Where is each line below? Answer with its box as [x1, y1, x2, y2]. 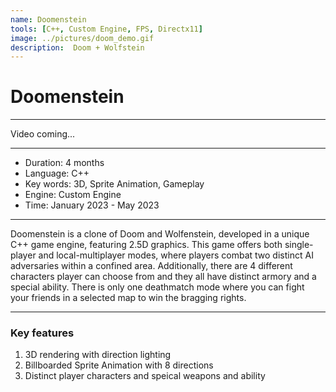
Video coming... [10, 128, 76, 140]
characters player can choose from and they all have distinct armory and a [10, 271, 317, 283]
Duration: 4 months [24, 157, 105, 169]
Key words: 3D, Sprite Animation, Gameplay [24, 178, 205, 190]
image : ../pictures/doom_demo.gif [10, 33, 155, 43]
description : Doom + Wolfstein [10, 42, 145, 53]
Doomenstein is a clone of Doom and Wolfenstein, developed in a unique [10, 228, 310, 240]
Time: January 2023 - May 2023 [24, 199, 160, 211]
